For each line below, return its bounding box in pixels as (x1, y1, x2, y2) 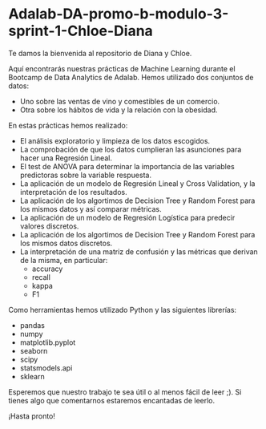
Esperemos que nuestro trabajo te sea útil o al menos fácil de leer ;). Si (8, 387, 242, 397)
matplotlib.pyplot (19, 338, 76, 347)
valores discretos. (19, 221, 79, 231)
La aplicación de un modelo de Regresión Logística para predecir (19, 212, 236, 222)
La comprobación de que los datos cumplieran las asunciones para (19, 144, 242, 154)
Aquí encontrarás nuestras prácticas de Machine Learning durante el (8, 63, 236, 73)
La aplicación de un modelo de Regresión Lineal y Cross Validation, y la (19, 178, 256, 188)
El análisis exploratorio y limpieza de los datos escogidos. (19, 136, 211, 145)
